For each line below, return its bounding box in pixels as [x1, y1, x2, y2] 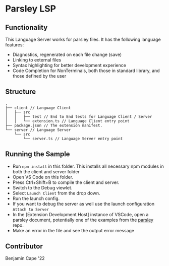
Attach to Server [12, 207, 49, 212]
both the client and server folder [12, 168, 80, 174]
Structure [5, 88, 36, 96]
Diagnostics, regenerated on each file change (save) [12, 51, 122, 57]
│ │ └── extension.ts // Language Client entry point [5, 118, 130, 123]
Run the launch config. [12, 195, 60, 202]
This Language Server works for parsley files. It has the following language [5, 36, 161, 42]
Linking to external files [12, 57, 62, 63]
